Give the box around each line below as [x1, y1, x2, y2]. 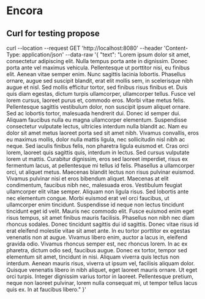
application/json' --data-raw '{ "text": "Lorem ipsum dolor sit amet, [21, 51, 191, 58]
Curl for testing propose [6, 28, 100, 39]
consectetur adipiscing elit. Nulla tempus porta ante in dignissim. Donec [6, 58, 188, 64]
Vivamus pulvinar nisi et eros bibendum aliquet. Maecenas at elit [6, 175, 169, 182]
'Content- [163, 44, 188, 52]
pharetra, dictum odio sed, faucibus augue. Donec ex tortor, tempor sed [6, 247, 188, 254]
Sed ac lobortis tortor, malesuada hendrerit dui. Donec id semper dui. [6, 110, 181, 117]
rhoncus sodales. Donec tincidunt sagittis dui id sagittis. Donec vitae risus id [6, 220, 199, 228]
